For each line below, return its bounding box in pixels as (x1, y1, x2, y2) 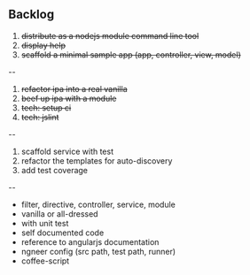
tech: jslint (20, 111, 59, 122)
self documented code (20, 227, 105, 238)
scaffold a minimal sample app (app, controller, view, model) (20, 49, 241, 60)
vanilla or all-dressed (20, 208, 98, 219)
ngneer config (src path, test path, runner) (20, 246, 176, 256)
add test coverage (20, 164, 89, 175)
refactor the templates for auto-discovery (20, 155, 173, 166)
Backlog (8, 7, 55, 22)
